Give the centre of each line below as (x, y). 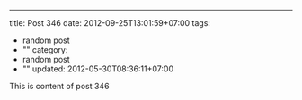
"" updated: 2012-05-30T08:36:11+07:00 (98, 69)
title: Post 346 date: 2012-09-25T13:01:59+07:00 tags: (110, 23)
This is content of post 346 (59, 86)
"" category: (45, 50)
